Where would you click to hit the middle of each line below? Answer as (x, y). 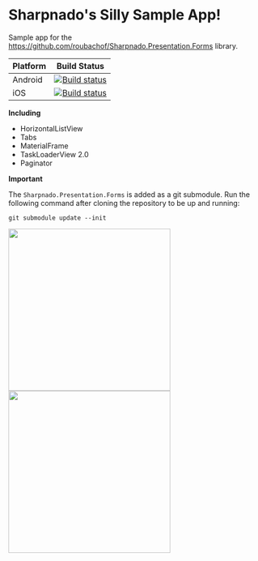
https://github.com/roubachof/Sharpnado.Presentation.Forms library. (123, 45)
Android (27, 79)
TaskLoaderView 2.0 (54, 154)
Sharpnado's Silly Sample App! (115, 15)
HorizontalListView (51, 128)
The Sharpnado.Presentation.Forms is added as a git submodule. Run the (129, 194)
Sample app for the (40, 37)
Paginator (36, 163)
